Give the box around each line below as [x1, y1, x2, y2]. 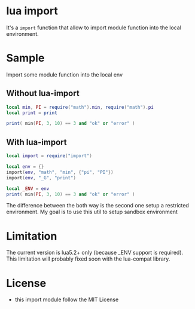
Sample [6, 51, 45, 65]
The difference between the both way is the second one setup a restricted [6, 202, 190, 209]
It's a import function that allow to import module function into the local [6, 24, 181, 31]
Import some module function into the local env [6, 71, 123, 78]
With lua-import [6, 137, 67, 147]
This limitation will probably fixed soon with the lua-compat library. [6, 255, 170, 262]
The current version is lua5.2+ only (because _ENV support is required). [6, 249, 184, 256]
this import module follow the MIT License [14, 296, 119, 303]
